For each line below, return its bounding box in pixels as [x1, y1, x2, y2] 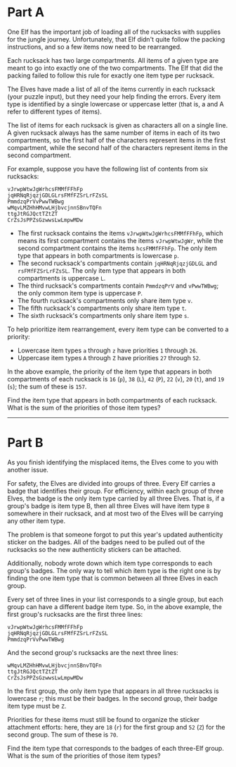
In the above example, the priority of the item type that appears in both [7, 367, 212, 376]
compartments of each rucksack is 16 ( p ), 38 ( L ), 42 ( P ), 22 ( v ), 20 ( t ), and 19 [7, 374, 225, 383]
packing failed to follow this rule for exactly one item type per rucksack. [7, 71, 215, 80]
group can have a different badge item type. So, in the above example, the [7, 602, 223, 610]
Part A [7, 4, 44, 20]
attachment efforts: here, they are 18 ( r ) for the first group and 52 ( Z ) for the [7, 723, 225, 731]
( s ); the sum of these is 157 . [7, 382, 87, 391]
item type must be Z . [7, 701, 67, 710]
